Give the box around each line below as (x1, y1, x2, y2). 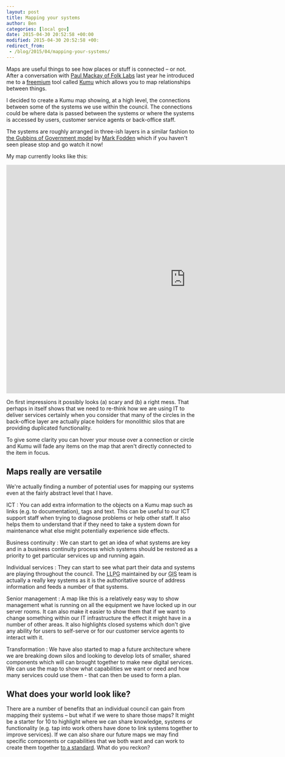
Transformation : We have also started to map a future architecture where (6, 645, 191, 653)
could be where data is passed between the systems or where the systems (6, 109, 195, 116)
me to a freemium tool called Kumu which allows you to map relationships (6, 78, 191, 85)
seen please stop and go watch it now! (6, 141, 104, 148)
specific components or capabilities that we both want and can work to (6, 737, 185, 745)
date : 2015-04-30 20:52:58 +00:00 (6, 32, 94, 38)
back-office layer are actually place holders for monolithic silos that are (6, 418, 185, 425)
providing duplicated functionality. (6, 424, 93, 432)
